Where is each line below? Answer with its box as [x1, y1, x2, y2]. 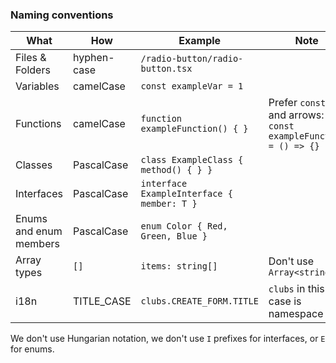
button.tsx [140, 63, 193, 75]
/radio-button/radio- [140, 53, 244, 65]
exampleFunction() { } [140, 123, 249, 135]
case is [268, 294, 302, 308]
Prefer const [268, 96, 327, 110]
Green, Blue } [140, 231, 208, 242]
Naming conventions [10, 8, 114, 22]
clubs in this [268, 282, 325, 296]
